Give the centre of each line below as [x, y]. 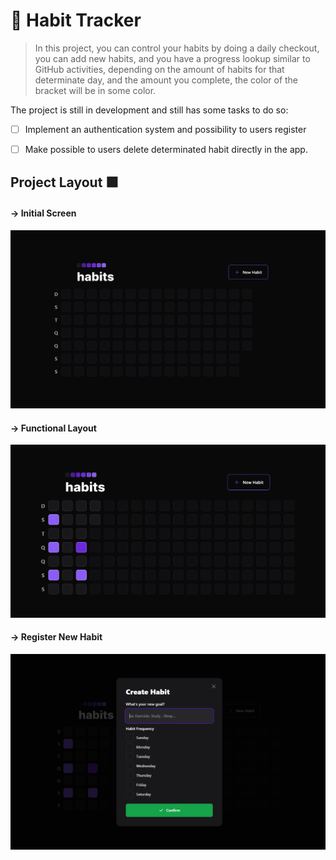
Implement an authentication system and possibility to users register [165, 129]
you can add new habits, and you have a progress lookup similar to [172, 58]
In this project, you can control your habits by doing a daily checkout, [177, 48]
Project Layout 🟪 [65, 182]
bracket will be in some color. [95, 90]
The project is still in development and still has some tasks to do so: [149, 110]
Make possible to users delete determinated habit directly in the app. [166, 149]
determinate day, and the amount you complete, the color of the [166, 80]
